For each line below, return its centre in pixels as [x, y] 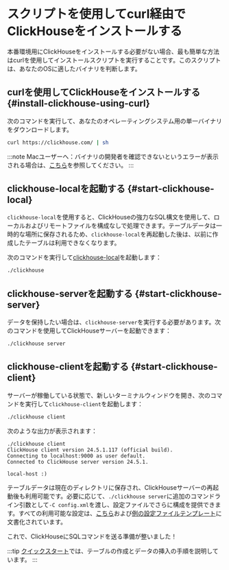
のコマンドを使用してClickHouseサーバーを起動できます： [89, 331]
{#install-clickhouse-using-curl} [79, 104]
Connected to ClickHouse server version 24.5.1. [78, 462]
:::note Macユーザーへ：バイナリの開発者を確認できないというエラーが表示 [113, 156]
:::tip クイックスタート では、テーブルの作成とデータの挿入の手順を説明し [110, 551]
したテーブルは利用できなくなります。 [67, 243]
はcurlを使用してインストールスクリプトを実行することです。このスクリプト [114, 60]
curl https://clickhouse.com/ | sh [58, 142]
